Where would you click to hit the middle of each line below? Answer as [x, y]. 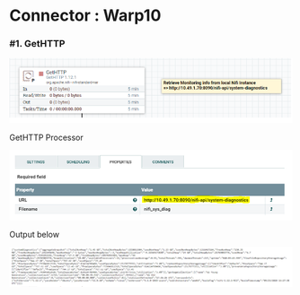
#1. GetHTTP [37, 44]
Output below [35, 234]
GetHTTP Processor [46, 137]
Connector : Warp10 [85, 16]
